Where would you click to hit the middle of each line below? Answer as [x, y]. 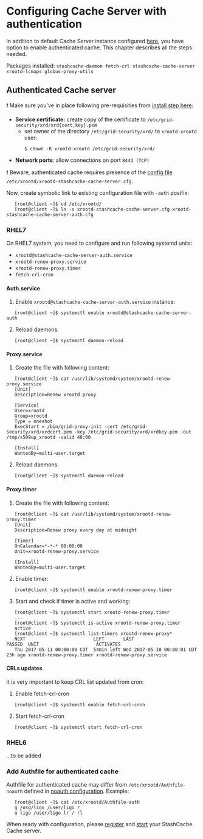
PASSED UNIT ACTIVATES [64, 644]
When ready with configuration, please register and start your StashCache [99, 824]
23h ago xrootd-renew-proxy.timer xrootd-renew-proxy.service [87, 655]
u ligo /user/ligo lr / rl [49, 813]
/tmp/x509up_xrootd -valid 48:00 [49, 437]
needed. [17, 54]
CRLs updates [24, 669]
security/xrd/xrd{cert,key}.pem [56, 125]
